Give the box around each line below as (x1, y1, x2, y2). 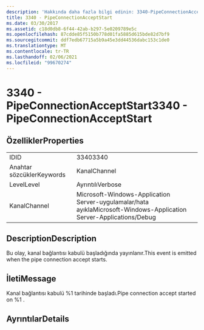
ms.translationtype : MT (6, 43, 67, 49)
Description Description (6, 233, 97, 243)
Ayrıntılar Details (6, 314, 70, 324)
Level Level (9, 180, 40, 189)
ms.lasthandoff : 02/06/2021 (6, 54, 78, 60)
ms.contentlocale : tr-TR (6, 49, 69, 55)
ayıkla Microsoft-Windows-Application (76, 205, 187, 214)
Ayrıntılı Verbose (76, 180, 121, 189)
